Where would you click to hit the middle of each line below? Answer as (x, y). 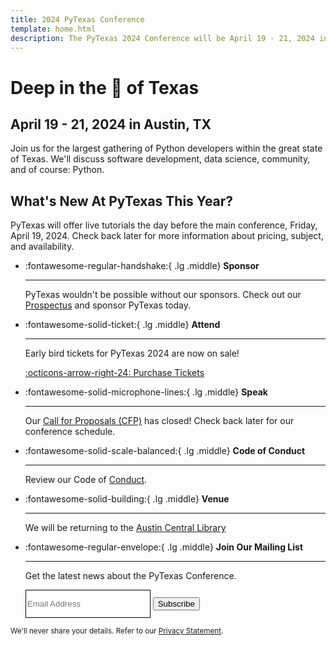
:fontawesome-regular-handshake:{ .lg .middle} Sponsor (142, 266)
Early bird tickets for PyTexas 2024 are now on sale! (132, 353)
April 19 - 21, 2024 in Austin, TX (111, 124)
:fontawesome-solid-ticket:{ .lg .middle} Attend (122, 325)
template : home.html (53, 29)
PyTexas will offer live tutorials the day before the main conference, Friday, (164, 225)
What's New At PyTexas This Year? (122, 201)
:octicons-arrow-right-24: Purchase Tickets (114, 373)
